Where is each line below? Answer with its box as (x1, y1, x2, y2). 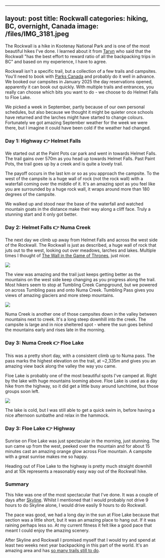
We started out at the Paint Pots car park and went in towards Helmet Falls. (5, 151, 157, 157)
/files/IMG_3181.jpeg (5, 30, 69, 38)
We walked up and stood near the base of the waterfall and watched (5, 201, 143, 207)
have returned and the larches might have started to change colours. (5, 114, 144, 120)
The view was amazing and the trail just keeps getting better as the (5, 271, 141, 277)
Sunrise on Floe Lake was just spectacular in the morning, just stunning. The (5, 438, 160, 444)
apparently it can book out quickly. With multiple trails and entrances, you (5, 84, 154, 90)
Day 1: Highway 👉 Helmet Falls (5, 137, 81, 144)
